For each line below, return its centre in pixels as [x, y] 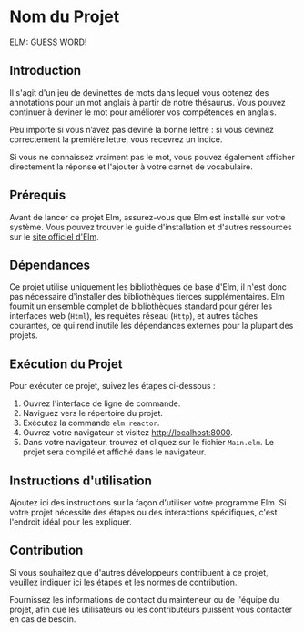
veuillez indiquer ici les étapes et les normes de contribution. [123, 582]
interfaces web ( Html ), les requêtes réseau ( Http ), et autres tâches [133, 316]
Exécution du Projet [66, 364]
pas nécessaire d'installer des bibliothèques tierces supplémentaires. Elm [147, 297]
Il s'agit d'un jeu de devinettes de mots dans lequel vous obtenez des [139, 92]
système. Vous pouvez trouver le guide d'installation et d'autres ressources [151, 227]
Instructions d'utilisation [81, 480]
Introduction [46, 71]
